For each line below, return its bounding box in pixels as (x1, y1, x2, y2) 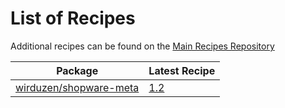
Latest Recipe (148, 63, 216, 77)
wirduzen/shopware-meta (15, 80, 140, 94)
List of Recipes (10, 7, 136, 30)
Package (56, 63, 99, 77)
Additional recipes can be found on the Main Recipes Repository (10, 40, 275, 52)
